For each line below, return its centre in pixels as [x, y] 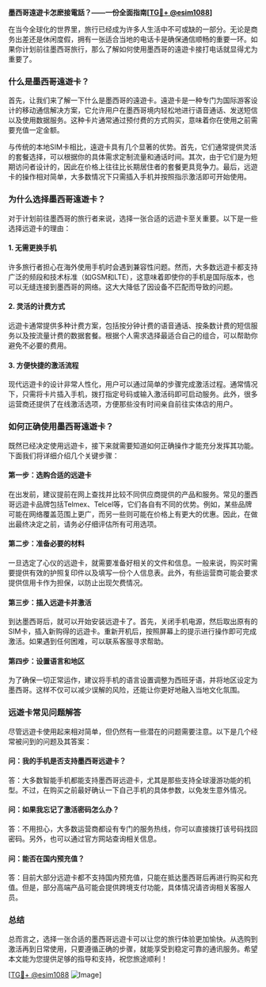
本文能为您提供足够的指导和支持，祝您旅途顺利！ [88, 958]
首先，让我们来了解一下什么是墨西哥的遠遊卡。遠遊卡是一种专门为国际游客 [129, 100]
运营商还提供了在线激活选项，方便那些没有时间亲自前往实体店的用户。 [123, 404]
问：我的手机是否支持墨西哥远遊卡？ [67, 761]
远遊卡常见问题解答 [45, 712]
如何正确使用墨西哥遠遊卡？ [61, 426]
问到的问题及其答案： [57, 741]
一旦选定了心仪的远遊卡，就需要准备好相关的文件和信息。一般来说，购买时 [129, 562]
